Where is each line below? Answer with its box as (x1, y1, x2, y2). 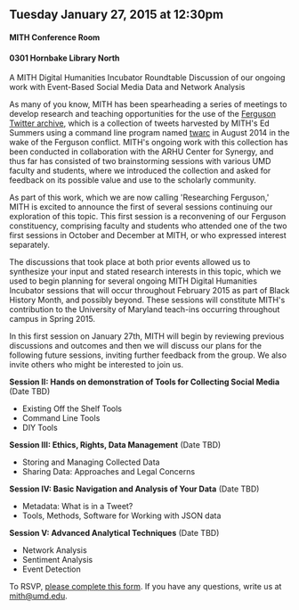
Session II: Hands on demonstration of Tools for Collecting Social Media (9, 376, 280, 387)
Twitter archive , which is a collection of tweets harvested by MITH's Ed (9, 118, 270, 128)
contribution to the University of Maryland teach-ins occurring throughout (9, 304, 280, 315)
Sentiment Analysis (21, 555, 93, 565)
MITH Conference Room (9, 31, 101, 43)
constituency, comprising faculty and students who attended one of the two (9, 220, 287, 231)
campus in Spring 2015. (9, 314, 96, 325)
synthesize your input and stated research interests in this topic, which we (9, 267, 282, 277)
